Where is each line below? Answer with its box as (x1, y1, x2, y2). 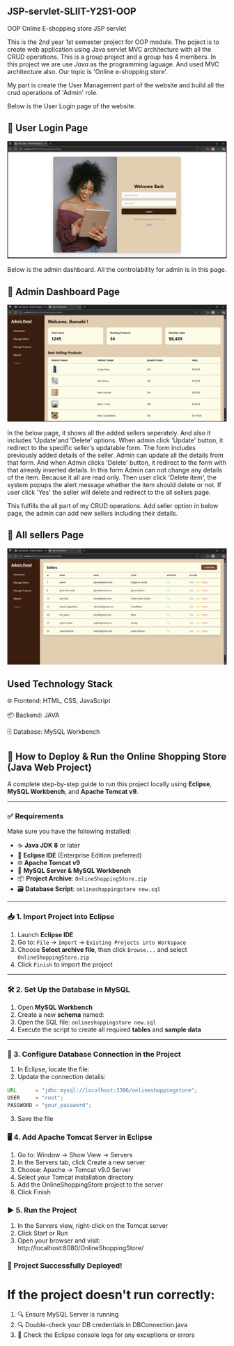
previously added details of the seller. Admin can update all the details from (7, 451, 224, 459)
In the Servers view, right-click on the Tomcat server (17, 1221, 169, 1229)
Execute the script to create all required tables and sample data (17, 1025, 202, 1034)
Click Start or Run (17, 1229, 68, 1237)
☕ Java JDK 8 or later (17, 841, 80, 850)
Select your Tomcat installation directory (17, 1173, 134, 1182)
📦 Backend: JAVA (7, 711, 60, 719)
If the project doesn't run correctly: (7, 1287, 215, 1303)
